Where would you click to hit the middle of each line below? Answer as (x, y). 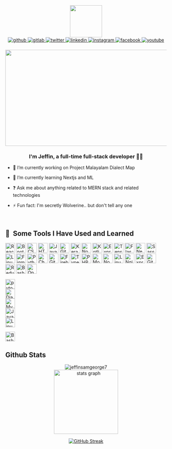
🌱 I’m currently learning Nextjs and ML (53, 178)
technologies (26, 195)
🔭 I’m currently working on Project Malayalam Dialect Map (74, 168)
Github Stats (26, 355)
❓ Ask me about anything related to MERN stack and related (76, 188)
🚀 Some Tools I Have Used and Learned (70, 233)
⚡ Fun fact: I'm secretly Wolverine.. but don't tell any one (72, 206)
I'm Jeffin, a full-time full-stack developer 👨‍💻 (86, 156)
